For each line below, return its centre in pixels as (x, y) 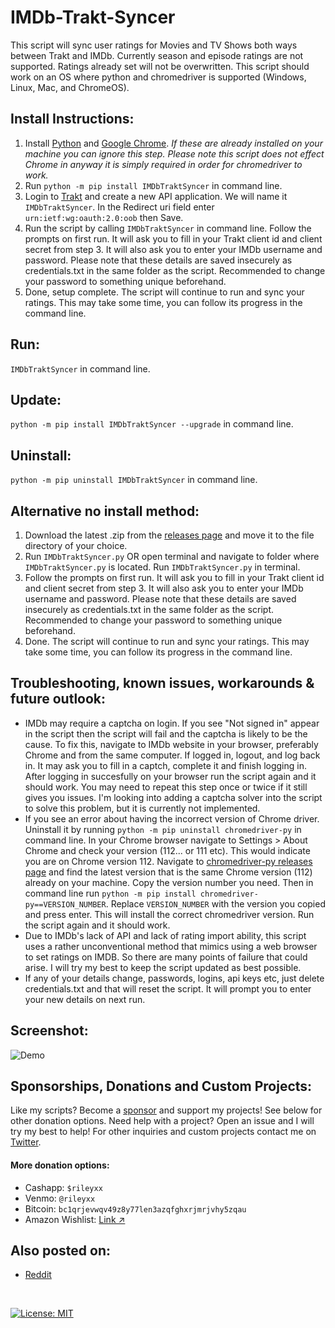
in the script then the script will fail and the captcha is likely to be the (166, 733)
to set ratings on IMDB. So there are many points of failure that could (166, 957)
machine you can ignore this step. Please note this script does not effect (174, 153)
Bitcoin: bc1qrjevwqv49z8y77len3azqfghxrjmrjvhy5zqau (135, 1208)
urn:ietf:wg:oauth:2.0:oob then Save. (104, 217)
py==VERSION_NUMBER (65, 904)
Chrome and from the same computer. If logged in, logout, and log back (172, 755)
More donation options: (60, 1165)
